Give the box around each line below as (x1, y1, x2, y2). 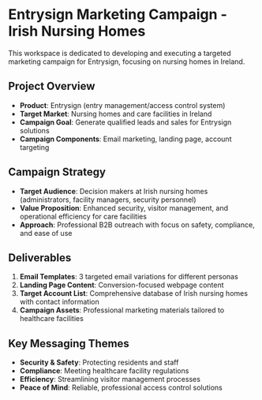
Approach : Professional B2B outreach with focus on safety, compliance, (19, 219, 255, 230)
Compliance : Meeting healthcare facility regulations (19, 366, 189, 376)
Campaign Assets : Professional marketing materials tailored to (19, 305, 225, 315)
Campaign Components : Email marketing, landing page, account (19, 134, 232, 144)
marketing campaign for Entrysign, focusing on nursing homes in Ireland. (8, 57, 245, 66)
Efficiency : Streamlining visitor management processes (19, 375, 201, 384)
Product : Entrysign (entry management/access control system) (19, 100, 226, 110)
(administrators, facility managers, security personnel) (19, 195, 196, 204)
